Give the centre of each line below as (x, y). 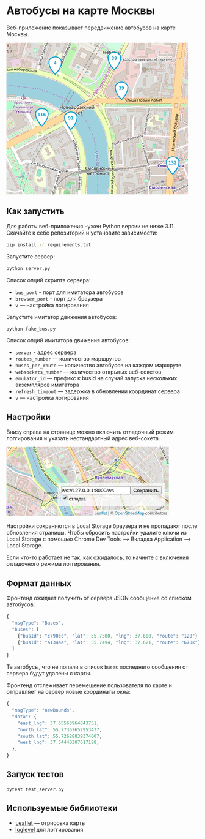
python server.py (28, 268)
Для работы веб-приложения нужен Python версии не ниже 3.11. (91, 226)
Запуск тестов (35, 774)
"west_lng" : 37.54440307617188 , (58, 743)
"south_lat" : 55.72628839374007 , (60, 736)
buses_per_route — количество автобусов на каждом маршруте (98, 366)
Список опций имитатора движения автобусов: (68, 340)
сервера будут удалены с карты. (49, 674)
